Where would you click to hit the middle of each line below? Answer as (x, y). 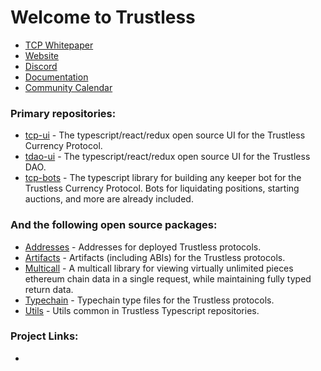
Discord (41, 66)
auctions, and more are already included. (109, 199)
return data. (49, 289)
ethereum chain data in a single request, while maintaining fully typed (168, 278)
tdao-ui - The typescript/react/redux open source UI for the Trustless (167, 157)
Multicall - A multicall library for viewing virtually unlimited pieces (159, 268)
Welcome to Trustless (103, 17)
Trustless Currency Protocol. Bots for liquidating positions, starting (162, 188)
